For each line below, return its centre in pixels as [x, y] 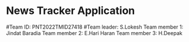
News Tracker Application [71, 11]
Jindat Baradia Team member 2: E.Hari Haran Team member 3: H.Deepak [94, 33]
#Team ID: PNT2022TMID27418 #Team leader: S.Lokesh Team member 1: [95, 27]
